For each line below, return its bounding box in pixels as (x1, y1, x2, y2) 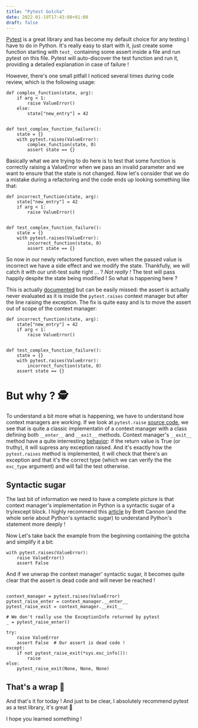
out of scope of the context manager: (6, 305, 98, 312)
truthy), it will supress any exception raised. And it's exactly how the (6, 444, 173, 451)
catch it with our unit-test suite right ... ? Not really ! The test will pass (6, 268, 176, 275)
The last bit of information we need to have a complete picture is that (6, 496, 174, 503)
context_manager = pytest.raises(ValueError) (6, 593, 120, 600)
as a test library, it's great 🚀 (6, 704, 73, 711)
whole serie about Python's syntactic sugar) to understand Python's (6, 515, 173, 522)
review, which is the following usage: (6, 79, 96, 86)
